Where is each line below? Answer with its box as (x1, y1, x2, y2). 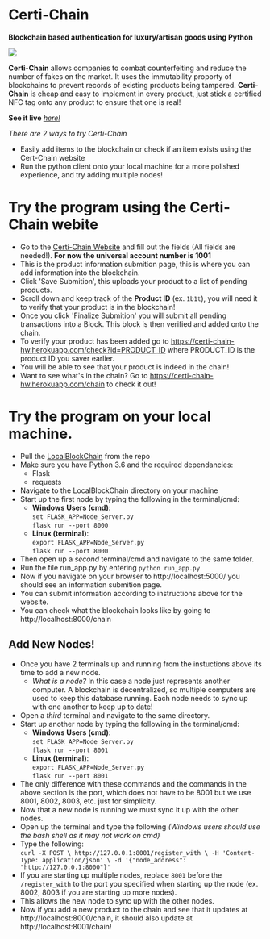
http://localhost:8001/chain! (19, 921, 112, 931)
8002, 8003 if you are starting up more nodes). (19, 887, 177, 897)
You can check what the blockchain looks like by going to (19, 605, 211, 615)
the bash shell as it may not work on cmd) (19, 830, 160, 840)
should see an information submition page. (19, 579, 163, 590)
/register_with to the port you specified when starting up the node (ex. (19, 878, 259, 888)
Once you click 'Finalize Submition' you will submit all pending (19, 311, 227, 320)
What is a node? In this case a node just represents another (31, 676, 231, 686)
